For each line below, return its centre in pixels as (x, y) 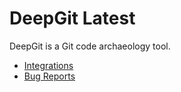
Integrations (48, 65)
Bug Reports (49, 76)
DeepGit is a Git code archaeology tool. (90, 46)
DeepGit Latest (72, 18)
